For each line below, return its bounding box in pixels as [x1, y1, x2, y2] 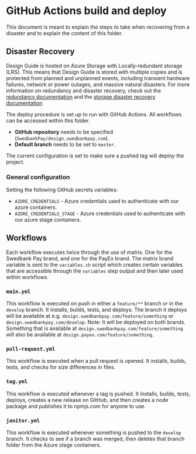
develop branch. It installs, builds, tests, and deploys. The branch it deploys [6, 306, 187, 314]
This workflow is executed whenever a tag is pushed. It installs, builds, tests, [6, 390, 191, 397]
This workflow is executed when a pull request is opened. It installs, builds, [6, 357, 187, 364]
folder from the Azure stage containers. [6, 442, 101, 449]
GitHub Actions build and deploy [6, 4, 167, 18]
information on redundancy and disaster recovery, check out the [6, 87, 161, 94]
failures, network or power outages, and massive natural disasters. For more [6, 81, 190, 88]
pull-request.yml [6, 346, 56, 352]
